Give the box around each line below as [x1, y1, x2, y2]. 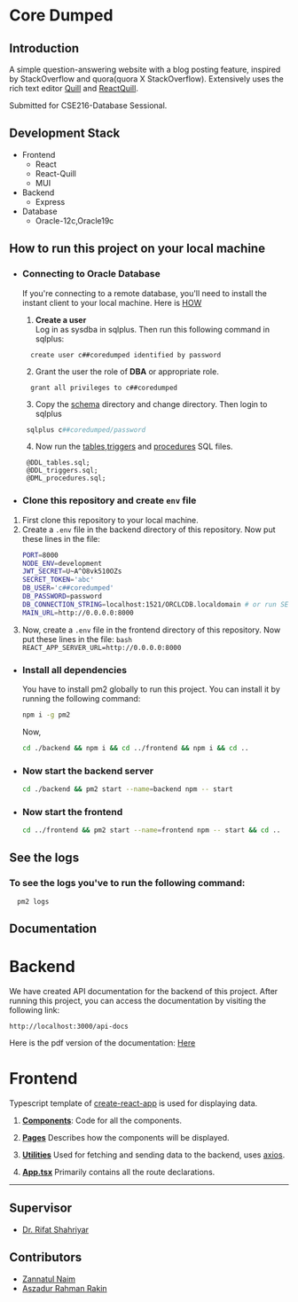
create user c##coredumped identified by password [30, 350, 222, 359]
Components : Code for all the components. [21, 1115, 182, 1126]
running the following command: [21, 693, 141, 703]
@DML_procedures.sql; [26, 474, 106, 483]
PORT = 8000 [21, 551, 59, 560]
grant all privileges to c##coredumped [30, 383, 177, 392]
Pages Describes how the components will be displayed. [21, 1133, 230, 1143]
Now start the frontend [21, 805, 123, 818]
